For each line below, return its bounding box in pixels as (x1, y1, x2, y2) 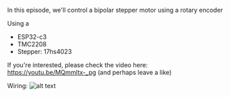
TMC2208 (17, 40, 47, 48)
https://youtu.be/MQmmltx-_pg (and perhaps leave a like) (7, 69, 172, 76)
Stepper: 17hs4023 (17, 48, 72, 55)
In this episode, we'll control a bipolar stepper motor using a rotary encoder (7, 6, 224, 14)
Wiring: (7, 82, 28, 89)
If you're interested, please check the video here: (7, 61, 148, 69)
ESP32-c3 (17, 33, 47, 41)
